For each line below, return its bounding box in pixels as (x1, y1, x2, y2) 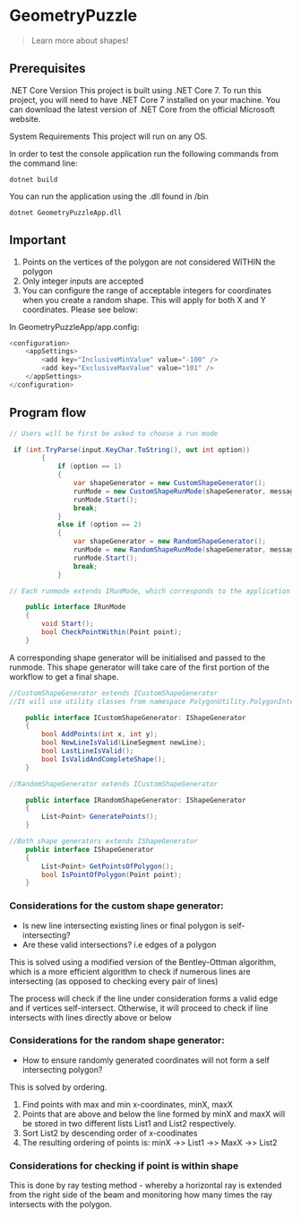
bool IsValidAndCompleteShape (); (41, 754, 167, 763)
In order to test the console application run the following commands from (9, 148, 279, 159)
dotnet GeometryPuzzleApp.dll (9, 208, 123, 217)
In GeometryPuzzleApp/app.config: (9, 321, 140, 332)
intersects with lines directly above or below (9, 1012, 172, 1022)
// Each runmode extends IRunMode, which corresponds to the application (9, 587, 291, 596)
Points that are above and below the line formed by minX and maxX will (21, 1109, 286, 1119)
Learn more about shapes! (30, 35, 129, 46)
